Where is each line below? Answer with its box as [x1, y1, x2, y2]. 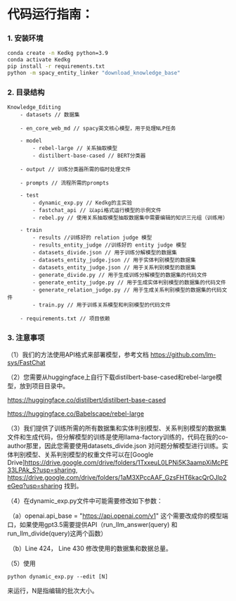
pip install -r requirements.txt [7, 63, 105, 70]
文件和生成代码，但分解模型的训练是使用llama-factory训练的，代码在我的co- [7, 433, 229, 441]
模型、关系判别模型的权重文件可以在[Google [25, 450, 154, 459]
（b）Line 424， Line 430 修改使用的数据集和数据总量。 [8, 544, 172, 552]
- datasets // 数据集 [20, 111, 80, 118]
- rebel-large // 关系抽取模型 [32, 145, 118, 152]
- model [20, 137, 42, 144]
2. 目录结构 [7, 87, 45, 97]
